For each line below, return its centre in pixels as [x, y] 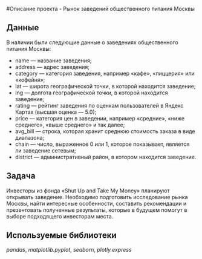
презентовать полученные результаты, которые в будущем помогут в [97, 210]
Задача [21, 176]
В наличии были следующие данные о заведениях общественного [92, 42]
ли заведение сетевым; [45, 150]
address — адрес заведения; [52, 67]
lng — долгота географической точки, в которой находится [91, 93]
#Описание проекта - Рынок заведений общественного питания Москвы [101, 9]
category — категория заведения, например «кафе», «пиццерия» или [105, 73]
